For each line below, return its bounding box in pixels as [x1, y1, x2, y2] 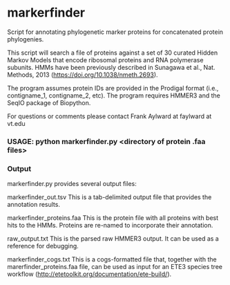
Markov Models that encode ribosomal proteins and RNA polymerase [7, 55, 204, 64]
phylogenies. [7, 35, 44, 43]
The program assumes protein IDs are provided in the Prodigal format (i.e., [7, 84, 219, 92]
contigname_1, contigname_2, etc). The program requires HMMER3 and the [7, 91, 221, 100]
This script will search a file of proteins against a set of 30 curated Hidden [7, 48, 218, 57]
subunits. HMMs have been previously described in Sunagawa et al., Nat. [7, 63, 215, 71]
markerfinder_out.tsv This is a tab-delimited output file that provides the [7, 193, 212, 201]
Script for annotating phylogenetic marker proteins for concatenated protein [7, 28, 223, 36]
